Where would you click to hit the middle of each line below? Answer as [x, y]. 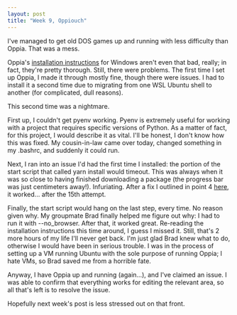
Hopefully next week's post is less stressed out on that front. [96, 304]
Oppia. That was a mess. [44, 48]
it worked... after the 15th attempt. [57, 194]
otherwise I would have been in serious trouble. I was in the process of [111, 245]
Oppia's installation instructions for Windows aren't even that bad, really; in [117, 62]
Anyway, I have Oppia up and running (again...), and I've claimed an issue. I [117, 274]
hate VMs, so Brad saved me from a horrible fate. [79, 261]
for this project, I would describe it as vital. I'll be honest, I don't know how [116, 135]
